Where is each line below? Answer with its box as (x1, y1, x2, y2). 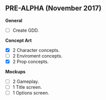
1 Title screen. (12, 84, 42, 90)
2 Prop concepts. (12, 59, 49, 65)
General (5, 17, 23, 23)
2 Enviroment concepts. (12, 53, 62, 59)
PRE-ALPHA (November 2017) (5, 4, 101, 13)
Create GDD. (12, 27, 39, 33)
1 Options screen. (12, 90, 49, 96)
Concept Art (5, 37, 32, 43)
